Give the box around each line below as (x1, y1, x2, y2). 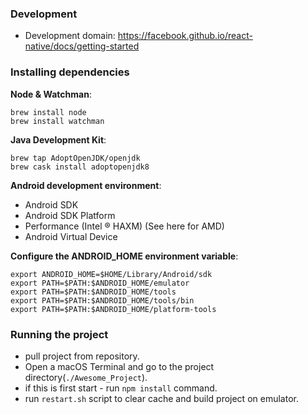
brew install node (10, 107, 87, 117)
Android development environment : (10, 179, 162, 191)
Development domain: (24, 30, 116, 42)
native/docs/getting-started (24, 40, 140, 52)
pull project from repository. (24, 350, 140, 362)
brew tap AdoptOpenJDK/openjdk (10, 153, 141, 163)
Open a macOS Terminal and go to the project (24, 360, 215, 372)
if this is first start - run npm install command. (24, 382, 218, 394)
